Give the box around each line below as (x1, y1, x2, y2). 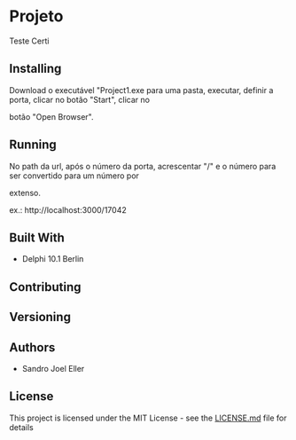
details (9, 421, 34, 432)
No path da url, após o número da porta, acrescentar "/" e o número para (9, 161, 277, 171)
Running (9, 137, 58, 153)
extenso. (9, 187, 42, 198)
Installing (9, 61, 62, 76)
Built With (9, 230, 65, 245)
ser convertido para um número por (9, 170, 140, 181)
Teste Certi (9, 35, 50, 46)
